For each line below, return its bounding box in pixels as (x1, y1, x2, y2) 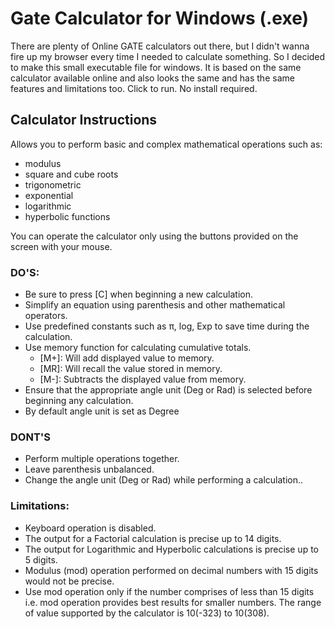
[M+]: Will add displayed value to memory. (39, 352, 215, 364)
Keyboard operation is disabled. (24, 522, 157, 534)
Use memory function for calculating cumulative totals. (24, 342, 252, 354)
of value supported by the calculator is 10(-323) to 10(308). (24, 607, 270, 619)
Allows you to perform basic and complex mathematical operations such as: (10, 138, 323, 150)
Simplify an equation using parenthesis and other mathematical (24, 299, 286, 311)
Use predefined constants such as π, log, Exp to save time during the (24, 320, 310, 332)
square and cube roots (24, 168, 119, 180)
